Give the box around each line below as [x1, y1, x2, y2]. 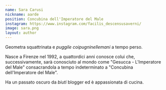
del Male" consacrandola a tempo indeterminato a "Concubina [5, 64, 134, 70]
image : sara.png [5, 26, 39, 31]
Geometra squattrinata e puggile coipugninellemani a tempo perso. [5, 44, 143, 50]
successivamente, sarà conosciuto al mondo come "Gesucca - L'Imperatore [5, 59, 161, 65]
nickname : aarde [5, 12, 39, 17]
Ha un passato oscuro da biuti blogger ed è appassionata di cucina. [5, 79, 144, 85]
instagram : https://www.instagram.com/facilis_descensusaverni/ [5, 21, 142, 26]
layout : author [5, 30, 37, 35]
